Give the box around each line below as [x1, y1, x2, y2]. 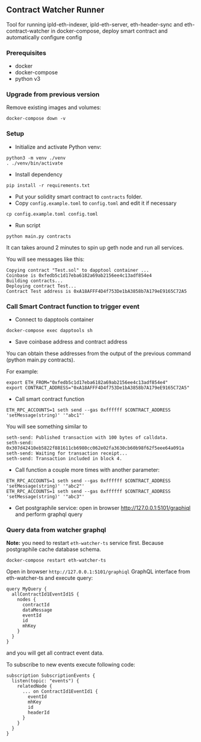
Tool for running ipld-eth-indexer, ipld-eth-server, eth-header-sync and [6, 20, 184, 28]
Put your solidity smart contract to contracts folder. [14, 193, 143, 200]
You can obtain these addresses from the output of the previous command [6, 350, 191, 357]
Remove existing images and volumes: [6, 104, 101, 111]
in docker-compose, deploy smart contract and [51, 27, 168, 34]
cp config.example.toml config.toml [6, 211, 98, 217]
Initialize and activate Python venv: [14, 143, 102, 150]
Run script [14, 221, 41, 228]
